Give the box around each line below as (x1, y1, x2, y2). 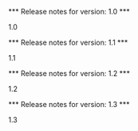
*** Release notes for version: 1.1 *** (8, 38, 128, 47)
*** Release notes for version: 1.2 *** (8, 69, 130, 78)
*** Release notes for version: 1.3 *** (8, 100, 130, 109)
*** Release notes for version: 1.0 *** (8, 7, 130, 16)
